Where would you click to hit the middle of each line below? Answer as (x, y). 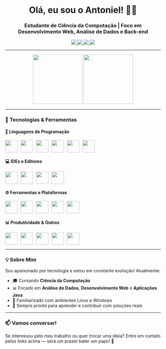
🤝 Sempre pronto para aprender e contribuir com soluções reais (77, 305)
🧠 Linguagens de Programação (37, 131)
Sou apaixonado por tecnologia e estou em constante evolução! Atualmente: (83, 270)
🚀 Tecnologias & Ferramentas (41, 120)
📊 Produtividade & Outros (32, 222)
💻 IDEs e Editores (24, 161)
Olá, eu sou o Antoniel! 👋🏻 (83, 10)
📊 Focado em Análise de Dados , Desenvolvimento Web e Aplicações (84, 288)
